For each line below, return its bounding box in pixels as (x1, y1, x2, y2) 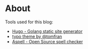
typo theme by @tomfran (12, 33, 62, 39)
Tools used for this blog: (5, 19, 53, 25)
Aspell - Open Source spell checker (12, 38, 83, 44)
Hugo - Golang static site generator (12, 28, 83, 34)
